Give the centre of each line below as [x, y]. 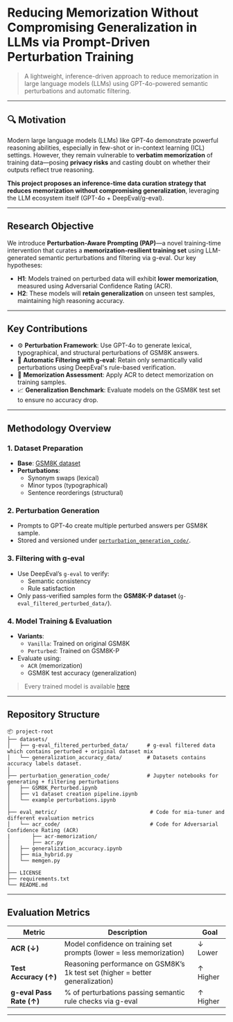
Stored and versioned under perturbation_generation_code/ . [104, 540]
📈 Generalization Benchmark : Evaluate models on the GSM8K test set [119, 390]
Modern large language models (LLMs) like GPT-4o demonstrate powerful [113, 140]
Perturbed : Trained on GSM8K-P [74, 650]
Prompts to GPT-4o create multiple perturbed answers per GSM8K [112, 526]
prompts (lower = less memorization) [124, 953]
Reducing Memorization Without [103, 13]
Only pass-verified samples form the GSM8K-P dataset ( [98, 596]
